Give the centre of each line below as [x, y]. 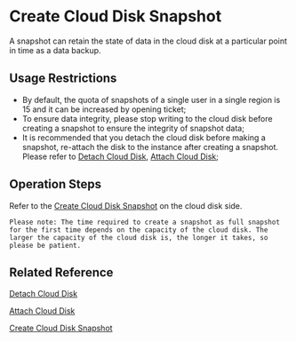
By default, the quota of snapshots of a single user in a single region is [151, 99]
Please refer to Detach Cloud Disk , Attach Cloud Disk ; [120, 156]
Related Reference [61, 272]
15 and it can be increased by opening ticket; [104, 109]
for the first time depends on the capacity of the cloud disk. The [139, 230]
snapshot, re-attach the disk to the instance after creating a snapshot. [150, 147]
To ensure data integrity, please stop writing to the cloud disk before [147, 118]
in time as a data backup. [55, 50]
